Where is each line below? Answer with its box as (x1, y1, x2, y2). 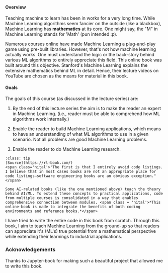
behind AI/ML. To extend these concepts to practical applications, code (5, 191, 163, 196)
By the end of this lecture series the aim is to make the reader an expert (12, 106, 161, 112)
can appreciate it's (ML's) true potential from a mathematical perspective (5, 228, 156, 234)
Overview (5, 4, 26, 10)
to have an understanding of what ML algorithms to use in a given (12, 131, 149, 137)
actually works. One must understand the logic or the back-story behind (5, 52, 155, 58)
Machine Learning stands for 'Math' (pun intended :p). (5, 31, 118, 37)
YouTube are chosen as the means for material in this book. (5, 73, 128, 79)
